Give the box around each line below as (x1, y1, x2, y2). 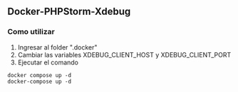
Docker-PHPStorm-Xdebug (7, 6, 131, 18)
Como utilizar (7, 27, 55, 37)
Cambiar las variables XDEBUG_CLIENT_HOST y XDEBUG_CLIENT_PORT (17, 50, 232, 59)
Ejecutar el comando (17, 58, 79, 67)
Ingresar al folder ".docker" (17, 42, 98, 52)
